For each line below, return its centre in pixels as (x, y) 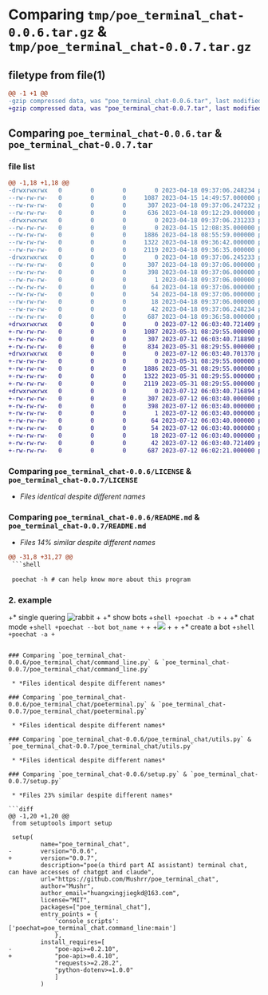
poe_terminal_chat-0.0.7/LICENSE (73, 480)
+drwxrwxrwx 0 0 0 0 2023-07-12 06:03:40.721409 (132, 324)
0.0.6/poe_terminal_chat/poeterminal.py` (78, 705)
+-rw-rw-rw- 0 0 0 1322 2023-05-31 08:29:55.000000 (132, 376)
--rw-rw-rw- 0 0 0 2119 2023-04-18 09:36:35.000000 (132, 250)
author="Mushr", (67, 886)
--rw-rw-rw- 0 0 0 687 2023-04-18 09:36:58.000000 (132, 317)
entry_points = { (69, 914)
